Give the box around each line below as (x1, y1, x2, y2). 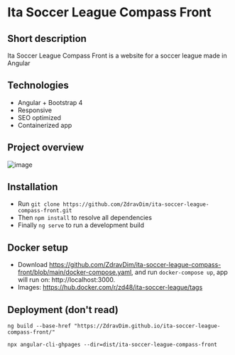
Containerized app (17, 121, 72, 129)
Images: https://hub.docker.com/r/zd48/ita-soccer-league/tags (17, 283, 203, 292)
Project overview (7, 141, 84, 153)
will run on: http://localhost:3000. (17, 275, 116, 284)
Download (17, 261, 48, 269)
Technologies (7, 80, 70, 92)
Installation (7, 181, 58, 193)
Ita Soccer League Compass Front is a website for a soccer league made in (7, 51, 227, 60)
